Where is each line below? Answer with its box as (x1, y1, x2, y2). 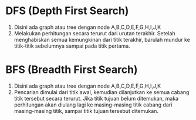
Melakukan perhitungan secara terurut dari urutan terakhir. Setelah (13, 29, 175, 36)
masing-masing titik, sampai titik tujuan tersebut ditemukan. (13, 107, 159, 114)
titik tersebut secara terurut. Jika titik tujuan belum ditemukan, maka (13, 95, 179, 102)
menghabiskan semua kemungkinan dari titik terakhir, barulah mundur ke (13, 36, 190, 43)
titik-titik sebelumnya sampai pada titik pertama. (13, 42, 130, 49)
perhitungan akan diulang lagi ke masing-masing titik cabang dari (13, 101, 173, 108)
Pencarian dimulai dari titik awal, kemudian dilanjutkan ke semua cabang (13, 88, 190, 95)
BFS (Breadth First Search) (5, 63, 138, 76)
